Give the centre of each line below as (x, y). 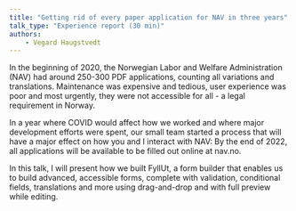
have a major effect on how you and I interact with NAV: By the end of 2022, (148, 142)
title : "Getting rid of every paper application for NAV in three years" (149, 17)
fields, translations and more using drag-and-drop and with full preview (140, 187)
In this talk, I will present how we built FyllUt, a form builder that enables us (146, 168)
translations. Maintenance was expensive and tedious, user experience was (148, 86)
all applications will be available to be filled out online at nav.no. (125, 151)
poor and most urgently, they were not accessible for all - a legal (128, 96)
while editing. (34, 197)
